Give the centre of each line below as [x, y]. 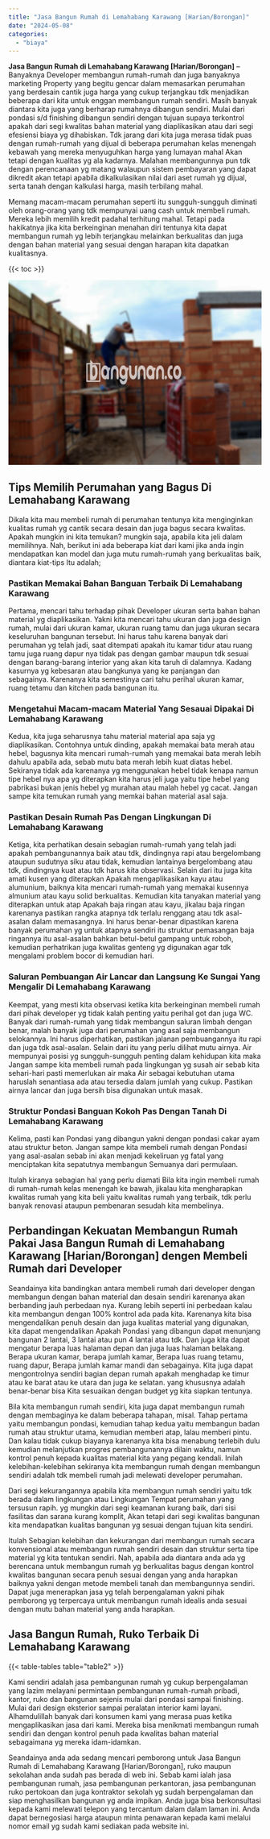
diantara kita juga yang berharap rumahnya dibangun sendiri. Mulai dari [127, 110]
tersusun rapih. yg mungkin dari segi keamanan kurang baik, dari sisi [122, 1508]
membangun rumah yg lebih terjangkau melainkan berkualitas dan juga [126, 236]
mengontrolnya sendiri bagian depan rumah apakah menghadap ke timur [129, 1373]
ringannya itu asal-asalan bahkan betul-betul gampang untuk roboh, [121, 939]
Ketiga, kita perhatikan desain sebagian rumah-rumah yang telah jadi [122, 845]
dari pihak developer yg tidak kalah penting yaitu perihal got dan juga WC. [131, 1013]
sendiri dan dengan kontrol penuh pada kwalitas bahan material [113, 1733]
